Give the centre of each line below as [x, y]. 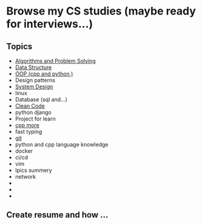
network [25, 176]
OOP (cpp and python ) [44, 74]
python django [33, 112]
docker [24, 151]
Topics [19, 46]
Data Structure [33, 67]
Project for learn [35, 119]
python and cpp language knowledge [62, 144]
